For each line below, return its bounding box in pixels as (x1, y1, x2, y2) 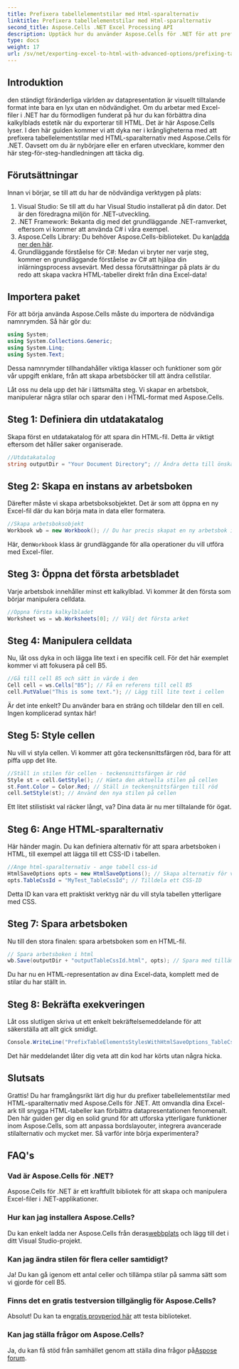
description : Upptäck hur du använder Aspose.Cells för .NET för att (7, 30, 218, 38)
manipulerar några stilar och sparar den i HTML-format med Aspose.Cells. (7, 393, 224, 401)
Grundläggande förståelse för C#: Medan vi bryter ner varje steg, (17, 247, 209, 256)
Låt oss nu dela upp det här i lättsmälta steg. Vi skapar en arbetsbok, (7, 385, 209, 394)
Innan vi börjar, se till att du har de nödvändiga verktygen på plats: (7, 188, 201, 197)
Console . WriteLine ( (7, 1039, 65, 1046)
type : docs (7, 37, 40, 44)
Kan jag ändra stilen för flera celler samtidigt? (7, 1254, 169, 1264)
